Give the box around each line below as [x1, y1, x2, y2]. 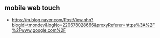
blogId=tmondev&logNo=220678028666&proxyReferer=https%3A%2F [11, 22, 155, 28]
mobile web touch [4, 4, 60, 12]
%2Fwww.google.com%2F [11, 27, 66, 33]
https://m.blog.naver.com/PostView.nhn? [11, 17, 94, 22]
